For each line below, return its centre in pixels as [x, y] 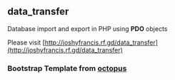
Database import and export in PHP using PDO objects [87, 28]
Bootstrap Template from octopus [67, 68]
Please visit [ [26, 42]
